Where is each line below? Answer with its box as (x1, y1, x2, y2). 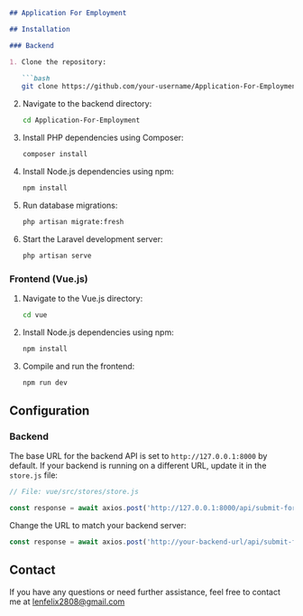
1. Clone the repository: (9, 57, 106, 67)
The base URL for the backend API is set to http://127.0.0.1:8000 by (9, 451, 268, 462)
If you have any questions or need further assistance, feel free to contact (9, 586, 281, 597)
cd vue (22, 310, 48, 320)
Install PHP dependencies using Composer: (22, 132, 184, 144)
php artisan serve (22, 251, 92, 260)
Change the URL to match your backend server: (9, 519, 187, 530)
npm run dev (22, 378, 68, 387)
